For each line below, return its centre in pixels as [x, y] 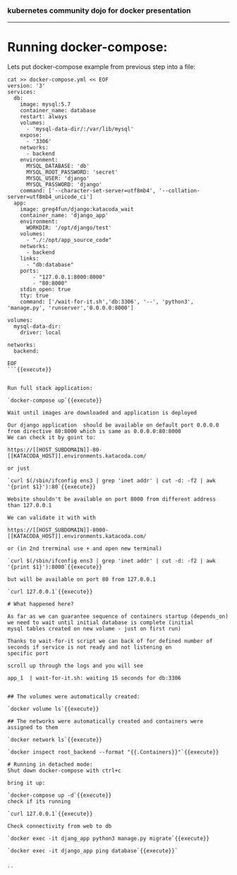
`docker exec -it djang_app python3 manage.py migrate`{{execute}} [109, 839]
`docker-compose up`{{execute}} [55, 400]
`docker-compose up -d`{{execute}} [60, 795]
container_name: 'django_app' [65, 216]
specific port [28, 654]
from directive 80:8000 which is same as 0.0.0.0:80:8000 [94, 432]
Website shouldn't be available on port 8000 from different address [112, 499]
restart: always [44, 117]
